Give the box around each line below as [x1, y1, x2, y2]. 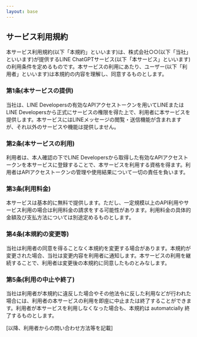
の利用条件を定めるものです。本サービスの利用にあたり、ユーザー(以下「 [6, 63, 182, 71]
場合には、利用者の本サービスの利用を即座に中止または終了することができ [6, 297, 186, 304]
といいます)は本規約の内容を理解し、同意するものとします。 [21, 71, 168, 78]
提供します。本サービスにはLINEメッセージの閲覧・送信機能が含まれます [6, 116, 182, 123]
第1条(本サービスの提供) [6, 86, 74, 95]
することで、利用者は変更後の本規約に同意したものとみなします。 [11, 259, 171, 266]
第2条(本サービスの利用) [6, 139, 75, 148]
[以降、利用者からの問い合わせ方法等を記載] [6, 324, 113, 331]
